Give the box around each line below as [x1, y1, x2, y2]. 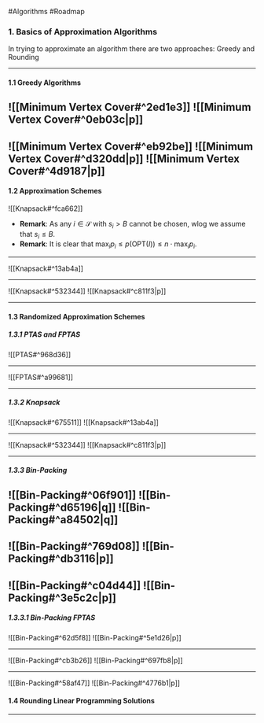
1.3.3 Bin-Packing [8, 466, 68, 475]
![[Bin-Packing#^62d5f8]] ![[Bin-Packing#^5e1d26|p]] [8, 633, 182, 642]
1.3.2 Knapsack [8, 397, 60, 408]
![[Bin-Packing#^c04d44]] [8, 578, 141, 592]
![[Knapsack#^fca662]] [8, 204, 83, 213]
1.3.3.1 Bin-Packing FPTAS [8, 613, 96, 622]
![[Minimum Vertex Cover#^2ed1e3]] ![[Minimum [8, 101, 251, 114]
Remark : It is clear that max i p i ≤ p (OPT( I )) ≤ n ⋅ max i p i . [19, 239, 197, 251]
